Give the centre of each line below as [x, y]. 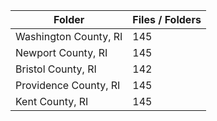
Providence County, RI [68, 85]
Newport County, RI [61, 52]
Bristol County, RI [56, 69]
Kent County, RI [52, 101]
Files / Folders [167, 19]
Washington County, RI [69, 36]
